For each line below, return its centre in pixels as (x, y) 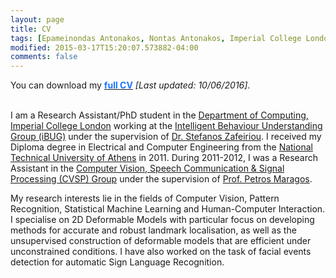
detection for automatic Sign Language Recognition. (117, 262)
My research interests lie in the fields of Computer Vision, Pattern (145, 198)
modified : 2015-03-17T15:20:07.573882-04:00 (104, 47)
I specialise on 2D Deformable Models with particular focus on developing (162, 220)
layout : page (37, 19)
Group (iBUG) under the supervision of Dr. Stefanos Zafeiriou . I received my (166, 137)
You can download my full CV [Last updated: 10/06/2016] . (130, 85)
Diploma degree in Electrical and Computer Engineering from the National (161, 147)
